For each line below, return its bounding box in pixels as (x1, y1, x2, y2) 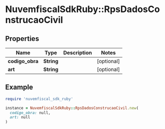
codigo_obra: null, (10, 110, 51, 115)
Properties (5, 34, 39, 43)
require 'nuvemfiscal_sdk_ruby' (5, 96, 73, 101)
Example (5, 83, 33, 92)
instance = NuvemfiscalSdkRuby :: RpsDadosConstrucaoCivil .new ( (5, 105, 139, 110)
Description (63, 49, 92, 56)
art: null (10, 115, 30, 120)
